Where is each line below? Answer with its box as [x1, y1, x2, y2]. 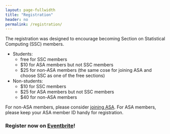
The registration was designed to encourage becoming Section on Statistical [5, 36, 165, 42]
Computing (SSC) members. [5, 41, 64, 47]
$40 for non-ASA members [20, 94, 77, 100]
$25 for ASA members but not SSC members [20, 89, 114, 95]
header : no [5, 17, 28, 22]
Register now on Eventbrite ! [5, 122, 76, 129]
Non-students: [12, 78, 43, 84]
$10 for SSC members [20, 84, 66, 90]
